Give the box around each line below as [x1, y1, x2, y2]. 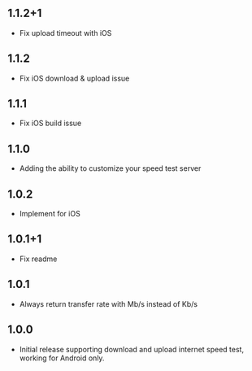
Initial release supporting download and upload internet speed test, [19, 344, 245, 354]
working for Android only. [19, 353, 105, 363]
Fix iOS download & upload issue [19, 73, 130, 83]
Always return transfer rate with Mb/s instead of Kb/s [19, 299, 198, 308]
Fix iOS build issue [19, 118, 82, 129]
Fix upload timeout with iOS [19, 28, 112, 37]
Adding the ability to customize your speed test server [19, 164, 202, 173]
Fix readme [19, 254, 58, 264]
